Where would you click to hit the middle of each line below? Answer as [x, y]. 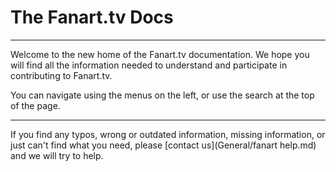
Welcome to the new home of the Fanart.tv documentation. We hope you [160, 54]
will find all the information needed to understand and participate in [149, 65]
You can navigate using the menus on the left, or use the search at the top [162, 95]
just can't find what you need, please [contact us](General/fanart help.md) [163, 145]
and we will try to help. [57, 155]
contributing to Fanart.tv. [61, 75]
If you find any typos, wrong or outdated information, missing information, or [168, 134]
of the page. [35, 105]
